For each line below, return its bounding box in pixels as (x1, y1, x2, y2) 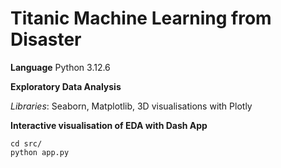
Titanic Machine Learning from (10, 7, 272, 30)
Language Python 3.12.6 (10, 61, 111, 73)
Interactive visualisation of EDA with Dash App (10, 119, 208, 131)
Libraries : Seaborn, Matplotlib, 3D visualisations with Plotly (10, 100, 253, 112)
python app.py (10, 147, 70, 157)
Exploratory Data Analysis (10, 80, 122, 92)
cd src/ (10, 138, 43, 149)
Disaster (10, 28, 82, 51)
